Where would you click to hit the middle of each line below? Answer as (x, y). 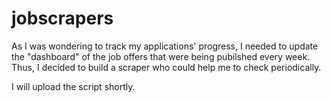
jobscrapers (62, 18)
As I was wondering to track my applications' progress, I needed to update (165, 46)
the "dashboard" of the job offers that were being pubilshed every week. (161, 56)
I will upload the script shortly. (73, 86)
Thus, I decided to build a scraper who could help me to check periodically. (166, 67)
